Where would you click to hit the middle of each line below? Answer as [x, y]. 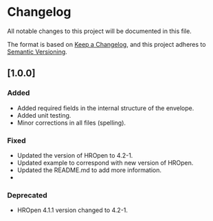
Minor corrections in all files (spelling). [71, 123]
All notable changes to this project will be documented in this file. [100, 31]
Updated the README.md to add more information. [89, 170]
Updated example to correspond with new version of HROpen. [105, 162]
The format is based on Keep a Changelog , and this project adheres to [106, 44]
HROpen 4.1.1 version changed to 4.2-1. [72, 210]
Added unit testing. [44, 115]
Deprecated [27, 195]
